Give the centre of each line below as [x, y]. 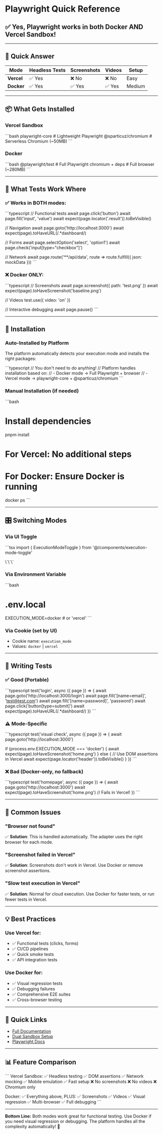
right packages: [21, 359]
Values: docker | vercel [35, 647]
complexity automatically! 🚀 [33, 1127]
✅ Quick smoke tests [33, 955]
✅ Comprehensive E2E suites [41, 994]
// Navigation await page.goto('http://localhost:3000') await [65, 228]
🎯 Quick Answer [30, 57]
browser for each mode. [29, 842]
